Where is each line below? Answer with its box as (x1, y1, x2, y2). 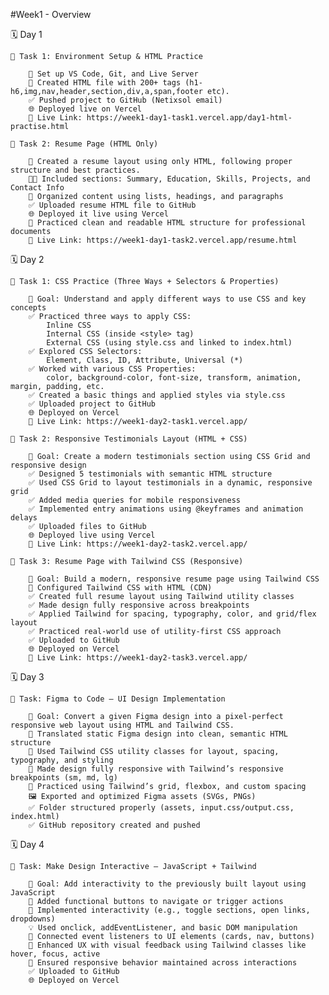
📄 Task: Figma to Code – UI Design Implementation (10, 694, 226, 704)
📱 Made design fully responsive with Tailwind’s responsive (28, 764, 284, 774)
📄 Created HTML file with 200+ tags (28, 78, 182, 88)
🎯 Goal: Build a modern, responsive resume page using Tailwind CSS (28, 574, 320, 584)
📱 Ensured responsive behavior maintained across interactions (28, 958, 298, 968)
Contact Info (10, 183, 65, 193)
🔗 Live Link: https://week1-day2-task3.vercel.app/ (28, 653, 248, 663)
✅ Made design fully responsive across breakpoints (28, 600, 250, 610)
